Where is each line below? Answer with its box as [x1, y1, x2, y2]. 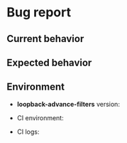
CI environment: [16, 113, 65, 122]
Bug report [6, 4, 72, 21]
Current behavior [6, 33, 84, 45]
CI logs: [16, 127, 40, 136]
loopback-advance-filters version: [16, 100, 120, 108]
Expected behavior [6, 56, 92, 68]
